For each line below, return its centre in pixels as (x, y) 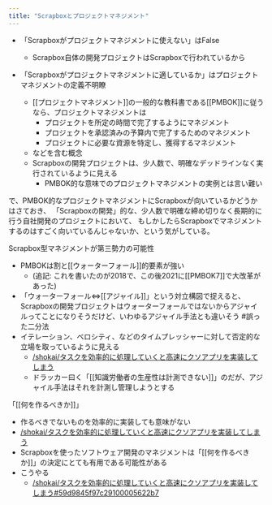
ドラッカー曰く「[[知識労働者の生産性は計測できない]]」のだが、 (140, 377)
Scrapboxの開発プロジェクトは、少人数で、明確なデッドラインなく (145, 162)
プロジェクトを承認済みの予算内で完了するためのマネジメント (148, 132)
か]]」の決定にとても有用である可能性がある (94, 462)
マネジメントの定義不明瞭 (63, 84)
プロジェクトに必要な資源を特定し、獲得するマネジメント (140, 142)
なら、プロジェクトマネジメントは (89, 112)
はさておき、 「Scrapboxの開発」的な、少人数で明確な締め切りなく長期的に (135, 210)
